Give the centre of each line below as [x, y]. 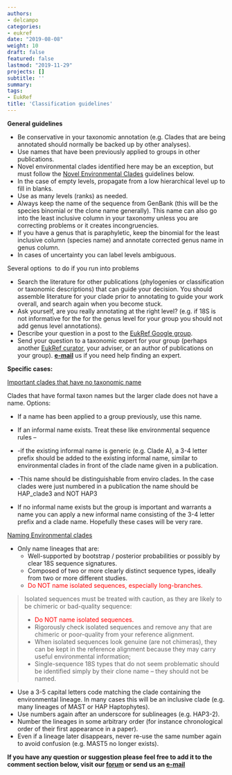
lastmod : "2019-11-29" [40, 65]
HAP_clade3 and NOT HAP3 [57, 494]
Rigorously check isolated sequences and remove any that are [123, 627]
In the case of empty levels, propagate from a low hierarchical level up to [121, 181]
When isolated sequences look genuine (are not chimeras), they [126, 641]
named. [45, 678]
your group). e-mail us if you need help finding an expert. [99, 355]
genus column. [38, 247]
